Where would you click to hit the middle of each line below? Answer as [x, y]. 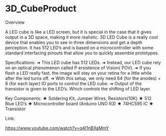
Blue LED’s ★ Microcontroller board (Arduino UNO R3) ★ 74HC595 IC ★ [79, 103]
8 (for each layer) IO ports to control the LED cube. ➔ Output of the [74, 83]
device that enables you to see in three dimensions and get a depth [74, 42]
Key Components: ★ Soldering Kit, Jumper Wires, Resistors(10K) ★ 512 [79, 98]
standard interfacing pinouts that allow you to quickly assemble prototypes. [82, 53]
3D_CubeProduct [41, 9]
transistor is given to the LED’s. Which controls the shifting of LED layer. [78, 89]
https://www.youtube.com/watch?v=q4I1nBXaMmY [57, 128]
